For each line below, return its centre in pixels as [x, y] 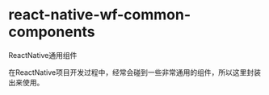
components [52, 32]
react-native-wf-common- [100, 15]
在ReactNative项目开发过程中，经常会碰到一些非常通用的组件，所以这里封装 [134, 72]
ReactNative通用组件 [43, 55]
